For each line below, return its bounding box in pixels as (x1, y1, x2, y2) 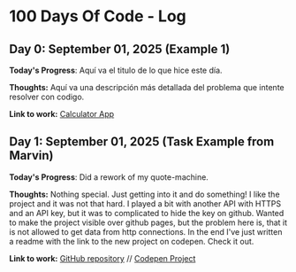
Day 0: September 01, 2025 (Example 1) (9, 42, 231, 57)
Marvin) (9, 148, 54, 163)
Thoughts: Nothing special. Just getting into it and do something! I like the (9, 189, 280, 199)
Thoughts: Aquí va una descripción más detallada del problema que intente (9, 82, 285, 92)
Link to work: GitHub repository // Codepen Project (9, 253, 196, 263)
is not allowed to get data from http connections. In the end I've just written (9, 226, 283, 237)
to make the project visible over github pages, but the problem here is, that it (9, 217, 288, 228)
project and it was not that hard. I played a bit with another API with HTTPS (9, 198, 282, 209)
